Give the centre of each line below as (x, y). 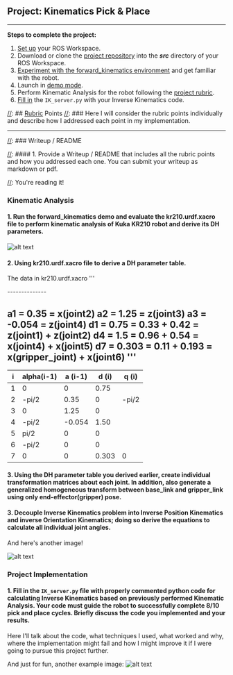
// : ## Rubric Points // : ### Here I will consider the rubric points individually (115, 113)
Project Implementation (48, 574)
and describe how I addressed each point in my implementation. (99, 120)
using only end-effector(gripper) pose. (64, 497)
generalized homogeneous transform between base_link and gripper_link (115, 490)
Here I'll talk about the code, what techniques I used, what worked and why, (115, 635)
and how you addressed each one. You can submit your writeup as (103, 161)
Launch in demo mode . (50, 85)
